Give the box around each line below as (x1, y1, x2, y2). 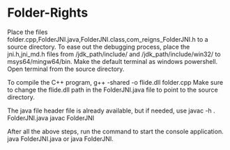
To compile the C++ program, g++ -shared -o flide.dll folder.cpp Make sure (7, 78, 224, 86)
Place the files (7, 28, 48, 36)
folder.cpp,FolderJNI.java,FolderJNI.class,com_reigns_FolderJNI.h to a (7, 35, 208, 43)
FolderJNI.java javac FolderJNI (7, 113, 95, 122)
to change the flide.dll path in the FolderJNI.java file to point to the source (7, 85, 218, 94)
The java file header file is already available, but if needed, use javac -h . (7, 106, 216, 115)
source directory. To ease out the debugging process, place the (7, 42, 190, 51)
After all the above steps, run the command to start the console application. (7, 127, 224, 135)
